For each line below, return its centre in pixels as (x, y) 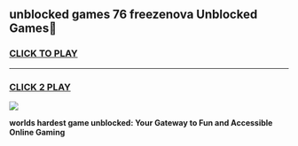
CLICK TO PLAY (43, 54)
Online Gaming (37, 132)
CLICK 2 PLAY (40, 87)
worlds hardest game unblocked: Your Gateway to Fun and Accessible (141, 122)
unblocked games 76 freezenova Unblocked (133, 15)
